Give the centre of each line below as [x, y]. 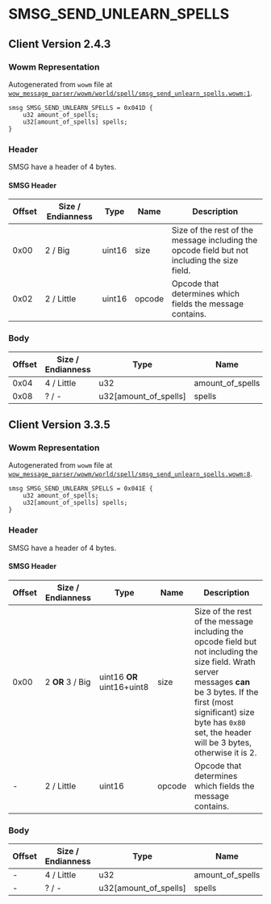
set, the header [223, 732]
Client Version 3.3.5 [59, 425]
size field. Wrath [225, 662]
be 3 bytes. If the [226, 692]
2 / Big [57, 250]
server [206, 671]
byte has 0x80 [220, 722]
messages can [222, 682]
